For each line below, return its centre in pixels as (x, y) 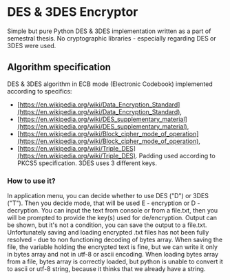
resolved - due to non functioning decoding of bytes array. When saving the (115, 240)
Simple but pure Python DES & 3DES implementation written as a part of (109, 31)
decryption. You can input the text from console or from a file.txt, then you (113, 211)
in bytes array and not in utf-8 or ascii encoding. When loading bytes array (113, 255)
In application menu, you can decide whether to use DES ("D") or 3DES (108, 196)
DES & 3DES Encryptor (73, 12)
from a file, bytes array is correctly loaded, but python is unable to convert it (115, 261)
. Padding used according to (175, 155)
